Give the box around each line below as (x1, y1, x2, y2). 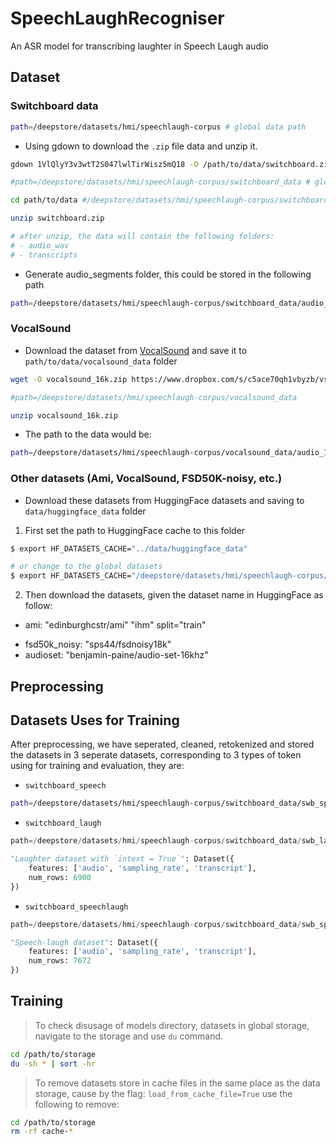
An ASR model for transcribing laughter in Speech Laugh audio (10, 40, 269, 52)
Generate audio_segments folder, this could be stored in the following (24, 268, 312, 280)
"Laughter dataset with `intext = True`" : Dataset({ (10, 854, 235, 864)
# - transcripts (10, 250, 78, 260)
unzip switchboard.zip (10, 213, 105, 224)
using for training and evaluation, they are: (10, 760, 185, 772)
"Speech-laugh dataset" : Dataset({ (10, 937, 159, 947)
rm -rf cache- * (10, 1127, 74, 1137)
